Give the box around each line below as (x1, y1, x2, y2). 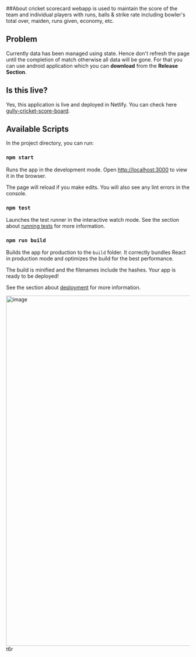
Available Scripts (6, 124, 69, 134)
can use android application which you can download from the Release (6, 62, 178, 69)
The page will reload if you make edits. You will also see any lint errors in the (6, 184, 190, 191)
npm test (6, 204, 31, 211)
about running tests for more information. (6, 222, 105, 230)
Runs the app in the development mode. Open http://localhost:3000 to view (6, 166, 188, 173)
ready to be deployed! (6, 273, 60, 280)
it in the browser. (6, 172, 47, 179)
